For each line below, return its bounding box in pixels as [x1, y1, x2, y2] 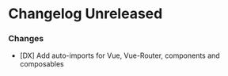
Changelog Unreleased [8, 5, 163, 23]
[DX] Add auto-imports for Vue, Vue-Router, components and [19, 51, 220, 60]
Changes [8, 33, 44, 44]
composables [19, 59, 65, 69]
